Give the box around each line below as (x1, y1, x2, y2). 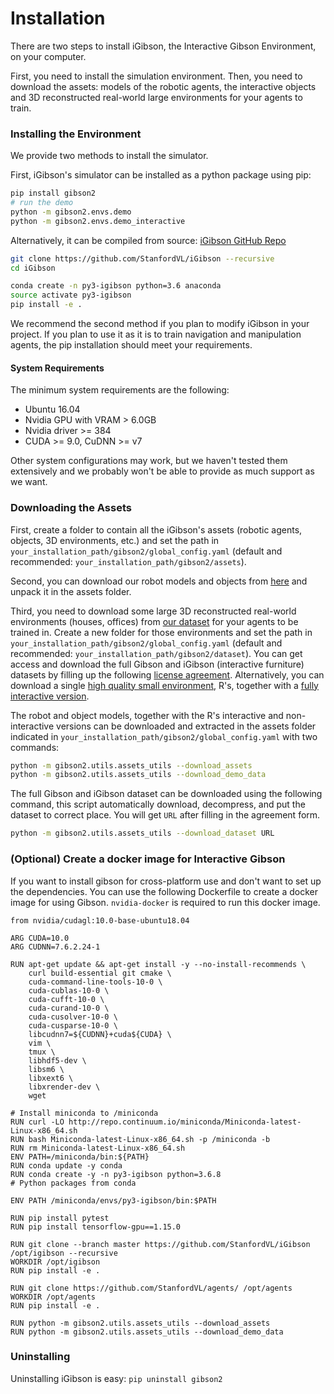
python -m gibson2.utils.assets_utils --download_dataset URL (10, 828, 275, 839)
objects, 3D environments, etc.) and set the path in (10, 534, 220, 546)
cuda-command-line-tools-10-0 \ (28, 977, 163, 987)
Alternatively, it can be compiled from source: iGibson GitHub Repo (10, 234, 287, 246)
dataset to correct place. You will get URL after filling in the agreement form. (10, 809, 321, 821)
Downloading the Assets (10, 501, 132, 515)
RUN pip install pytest (10, 1213, 110, 1223)
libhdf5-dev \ (28, 1055, 87, 1066)
